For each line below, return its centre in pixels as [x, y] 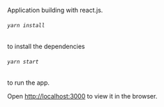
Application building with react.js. [55, 10]
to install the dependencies [46, 47]
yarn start [23, 62]
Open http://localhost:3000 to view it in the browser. [82, 97]
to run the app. [29, 83]
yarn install [26, 25]
